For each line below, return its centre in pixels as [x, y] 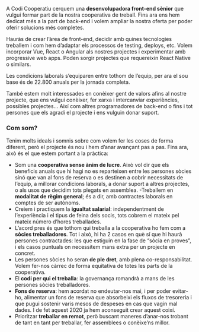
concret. [25, 253]
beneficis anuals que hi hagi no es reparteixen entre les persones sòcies [103, 171]
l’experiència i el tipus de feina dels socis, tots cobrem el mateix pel [97, 216]
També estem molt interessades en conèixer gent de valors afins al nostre [96, 94]
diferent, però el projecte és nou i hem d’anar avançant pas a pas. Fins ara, [97, 147]
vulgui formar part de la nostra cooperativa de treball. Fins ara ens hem [93, 15]
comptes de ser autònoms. [47, 203]
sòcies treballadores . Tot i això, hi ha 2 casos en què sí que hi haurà [98, 235]
